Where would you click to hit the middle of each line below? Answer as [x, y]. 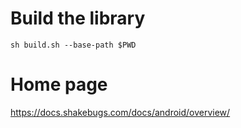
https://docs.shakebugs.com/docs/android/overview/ [120, 112]
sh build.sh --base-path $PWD [73, 45]
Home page [59, 84]
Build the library [78, 18]
